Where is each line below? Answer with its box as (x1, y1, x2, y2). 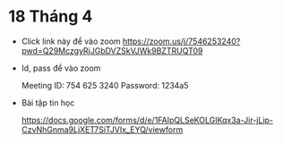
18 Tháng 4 (8, 6, 93, 27)
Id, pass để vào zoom (21, 63, 101, 73)
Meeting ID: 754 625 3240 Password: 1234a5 (21, 80, 189, 90)
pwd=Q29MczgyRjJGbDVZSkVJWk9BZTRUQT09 (21, 45, 203, 55)
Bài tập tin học (21, 97, 75, 108)
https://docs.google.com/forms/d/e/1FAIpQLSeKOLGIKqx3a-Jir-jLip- (21, 114, 274, 125)
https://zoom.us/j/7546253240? (123, 36, 241, 47)
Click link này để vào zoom (21, 36, 122, 47)
